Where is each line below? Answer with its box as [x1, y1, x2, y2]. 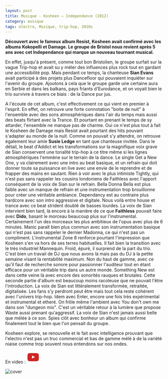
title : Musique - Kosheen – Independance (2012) [5, 13, 109, 19]
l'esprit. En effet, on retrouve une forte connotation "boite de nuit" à [5, 106, 145, 112]
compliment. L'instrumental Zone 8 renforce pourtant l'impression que [5, 235, 150, 241]
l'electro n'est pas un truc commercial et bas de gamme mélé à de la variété [5, 336, 162, 342]
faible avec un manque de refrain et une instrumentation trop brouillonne [5, 186, 155, 193]
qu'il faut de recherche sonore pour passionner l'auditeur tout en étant [5, 262, 151, 268]
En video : [5, 359, 26, 365]
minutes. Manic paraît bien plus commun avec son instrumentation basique [5, 224, 160, 230]
